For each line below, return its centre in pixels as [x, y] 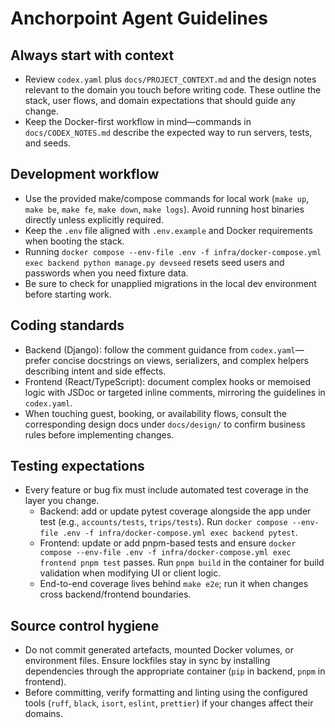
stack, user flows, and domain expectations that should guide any [160, 100]
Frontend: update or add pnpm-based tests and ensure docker [168, 543]
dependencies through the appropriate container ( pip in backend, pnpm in [175, 671]
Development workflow [85, 174]
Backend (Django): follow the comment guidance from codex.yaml [160, 349]
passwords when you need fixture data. [106, 273]
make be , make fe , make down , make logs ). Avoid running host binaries [164, 209]
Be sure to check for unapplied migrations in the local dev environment [170, 283]
